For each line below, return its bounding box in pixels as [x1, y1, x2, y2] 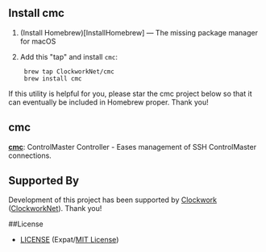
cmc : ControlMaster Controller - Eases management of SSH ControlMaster [8, 142, 256, 151]
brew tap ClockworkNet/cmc [23, 68, 114, 76]
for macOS [19, 36, 56, 46]
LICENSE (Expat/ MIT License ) [19, 235, 119, 245]
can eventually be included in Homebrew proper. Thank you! [8, 97, 209, 107]
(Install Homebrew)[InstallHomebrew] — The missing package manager [19, 27, 258, 37]
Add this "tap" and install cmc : [19, 52, 118, 61]
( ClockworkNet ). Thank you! [8, 204, 102, 213]
